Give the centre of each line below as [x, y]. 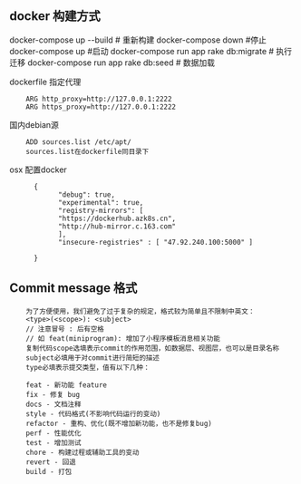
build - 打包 [49, 471]
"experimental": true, [101, 202]
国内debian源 [34, 124]
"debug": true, [87, 194]
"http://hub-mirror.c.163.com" [117, 226]
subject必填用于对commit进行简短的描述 [93, 358]
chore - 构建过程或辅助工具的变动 [83, 452]
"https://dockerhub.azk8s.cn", [117, 218]
